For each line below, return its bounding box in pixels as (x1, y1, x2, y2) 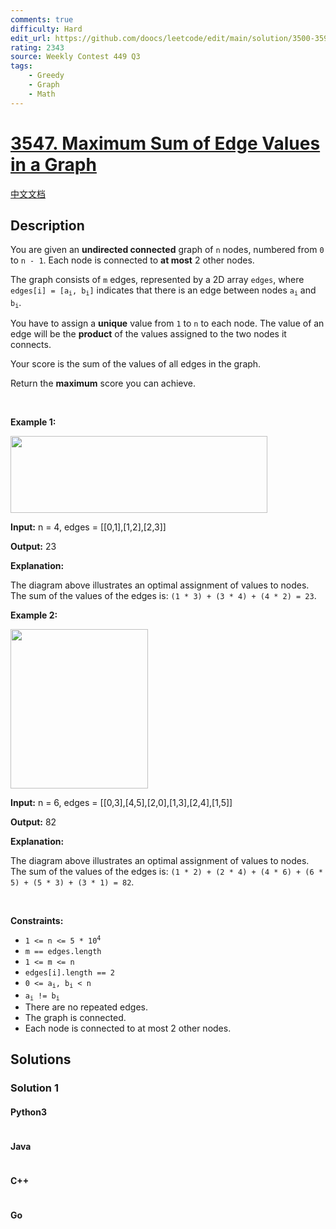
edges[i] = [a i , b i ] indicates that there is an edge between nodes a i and (10, 284, 317, 298)
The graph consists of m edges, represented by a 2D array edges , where (10, 274, 305, 286)
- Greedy (28, 71, 65, 81)
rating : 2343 (10, 42, 65, 53)
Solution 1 (10, 1081, 59, 1095)
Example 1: (10, 416, 57, 428)
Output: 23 (10, 541, 57, 553)
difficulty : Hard (10, 24, 83, 34)
